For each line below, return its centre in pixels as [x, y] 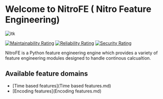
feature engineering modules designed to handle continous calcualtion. [78, 58]
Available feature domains [46, 74]
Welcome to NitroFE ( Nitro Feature [78, 9]
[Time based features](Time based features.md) [62, 86]
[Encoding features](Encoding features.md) [57, 91]
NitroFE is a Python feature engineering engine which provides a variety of [81, 53]
